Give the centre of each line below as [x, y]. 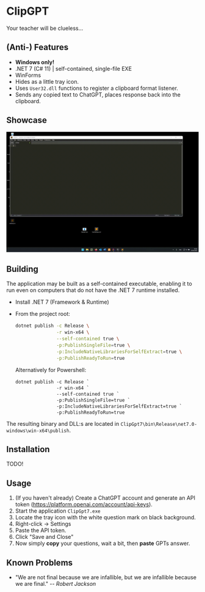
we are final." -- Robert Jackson [56, 584]
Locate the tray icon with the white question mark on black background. [106, 517]
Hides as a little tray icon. [47, 81]
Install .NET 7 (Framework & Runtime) [62, 302]
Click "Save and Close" [44, 537]
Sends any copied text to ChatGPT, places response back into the [98, 94]
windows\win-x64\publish [38, 431]
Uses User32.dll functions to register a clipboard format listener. [97, 88]
